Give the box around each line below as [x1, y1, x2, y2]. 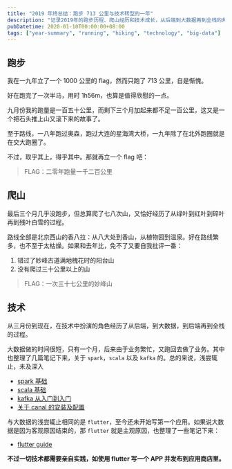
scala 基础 [17, 385, 47, 393]
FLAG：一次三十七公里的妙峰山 [23, 279, 113, 287]
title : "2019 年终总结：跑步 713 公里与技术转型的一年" [7, 10, 154, 17]
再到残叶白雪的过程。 [7, 218, 68, 226]
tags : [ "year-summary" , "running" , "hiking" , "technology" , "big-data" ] [7, 29, 221, 37]
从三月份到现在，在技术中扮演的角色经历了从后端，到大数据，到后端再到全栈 [7, 321, 225, 330]
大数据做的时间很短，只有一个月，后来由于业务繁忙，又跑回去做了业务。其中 [7, 344, 225, 353]
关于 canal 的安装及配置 [17, 402, 85, 411]
